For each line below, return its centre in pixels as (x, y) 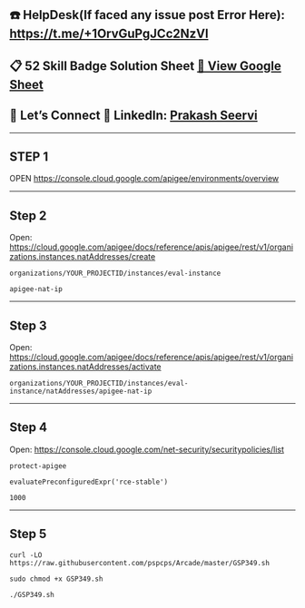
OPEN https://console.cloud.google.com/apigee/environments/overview (144, 179)
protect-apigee (38, 466)
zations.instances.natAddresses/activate (85, 367)
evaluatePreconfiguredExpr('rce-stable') (89, 482)
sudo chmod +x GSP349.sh (56, 579)
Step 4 (29, 428)
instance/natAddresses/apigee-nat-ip (81, 392)
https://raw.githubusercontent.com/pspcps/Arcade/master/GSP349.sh (140, 563)
